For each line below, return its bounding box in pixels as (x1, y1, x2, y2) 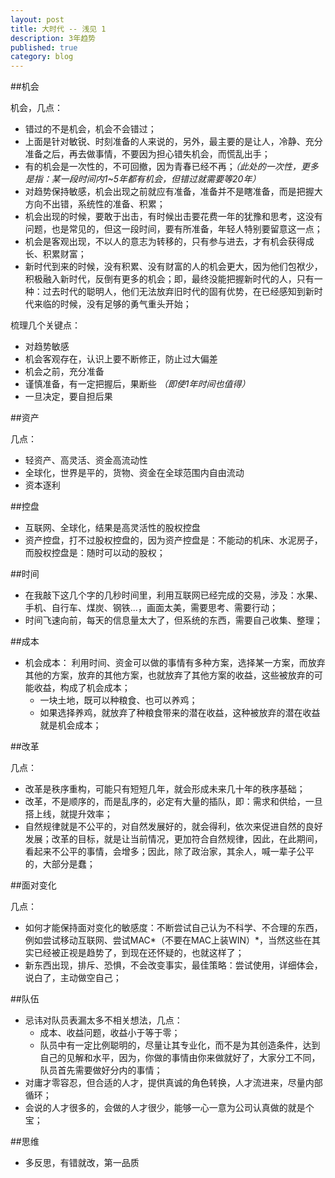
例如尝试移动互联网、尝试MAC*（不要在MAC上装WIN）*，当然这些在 (24, 934, 313, 946)
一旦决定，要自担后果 (24, 391, 113, 403)
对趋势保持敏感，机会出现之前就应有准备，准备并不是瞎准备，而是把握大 (24, 186, 323, 198)
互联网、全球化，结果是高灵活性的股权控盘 (24, 522, 201, 534)
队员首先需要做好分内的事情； (39, 1064, 163, 1076)
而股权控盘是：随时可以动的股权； (24, 547, 166, 559)
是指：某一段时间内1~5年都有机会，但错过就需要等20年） (24, 173, 262, 185)
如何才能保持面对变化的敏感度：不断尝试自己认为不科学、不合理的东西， (24, 922, 323, 934)
